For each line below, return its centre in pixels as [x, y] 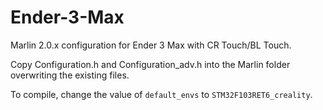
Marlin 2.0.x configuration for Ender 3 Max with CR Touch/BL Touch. [151, 45]
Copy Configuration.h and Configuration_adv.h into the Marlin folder [150, 64]
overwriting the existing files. [70, 75]
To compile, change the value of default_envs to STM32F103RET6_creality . [161, 94]
